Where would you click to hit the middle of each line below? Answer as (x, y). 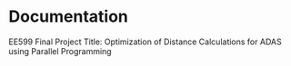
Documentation (69, 17)
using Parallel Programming (60, 51)
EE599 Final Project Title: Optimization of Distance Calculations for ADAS (145, 42)
